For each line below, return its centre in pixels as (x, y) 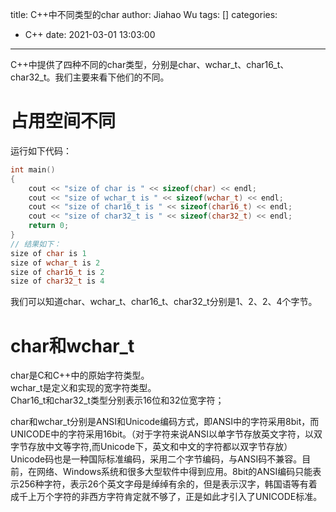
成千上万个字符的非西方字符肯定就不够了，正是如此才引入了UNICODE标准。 (166, 497)
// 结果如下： (36, 244)
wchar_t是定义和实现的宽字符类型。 (83, 388)
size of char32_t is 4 (57, 281)
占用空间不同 (63, 121)
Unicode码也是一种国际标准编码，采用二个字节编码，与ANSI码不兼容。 (156, 459)
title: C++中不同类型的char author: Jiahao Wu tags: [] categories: (144, 14)
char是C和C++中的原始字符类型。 (80, 375)
